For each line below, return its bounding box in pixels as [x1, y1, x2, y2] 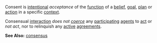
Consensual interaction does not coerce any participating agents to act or [5, 19, 152, 24]
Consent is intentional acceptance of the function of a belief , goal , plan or [5, 4, 153, 10]
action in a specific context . [5, 9, 61, 15]
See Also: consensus [5, 33, 47, 38]
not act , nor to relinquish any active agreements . [5, 23, 102, 29]
